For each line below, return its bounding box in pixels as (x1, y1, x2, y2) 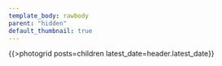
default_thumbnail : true (8, 27, 93, 35)
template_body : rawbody (8, 11, 89, 20)
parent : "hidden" (8, 19, 67, 27)
